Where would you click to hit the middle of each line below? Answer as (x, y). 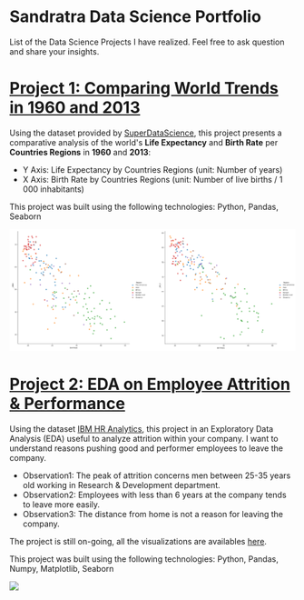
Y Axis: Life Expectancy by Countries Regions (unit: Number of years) (152, 169)
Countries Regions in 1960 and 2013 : (80, 152)
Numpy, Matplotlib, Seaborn (62, 568)
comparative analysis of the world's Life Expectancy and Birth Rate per (144, 142)
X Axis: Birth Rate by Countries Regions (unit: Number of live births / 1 (152, 179)
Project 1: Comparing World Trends (144, 89)
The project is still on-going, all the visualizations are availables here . (138, 541)
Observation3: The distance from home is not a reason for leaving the (153, 514)
